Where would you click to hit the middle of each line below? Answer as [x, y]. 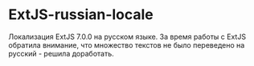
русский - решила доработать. [61, 53]
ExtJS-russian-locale [81, 15]
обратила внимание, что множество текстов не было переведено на [127, 45]
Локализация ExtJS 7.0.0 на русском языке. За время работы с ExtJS [127, 37]
